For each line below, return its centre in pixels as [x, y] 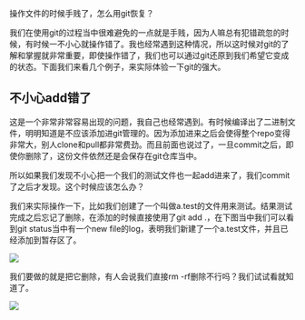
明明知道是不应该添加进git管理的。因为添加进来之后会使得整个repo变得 [157, 133]
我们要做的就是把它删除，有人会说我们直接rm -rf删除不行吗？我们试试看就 [148, 276]
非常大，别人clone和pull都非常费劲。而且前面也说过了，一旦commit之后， [148, 145]
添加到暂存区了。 [49, 240]
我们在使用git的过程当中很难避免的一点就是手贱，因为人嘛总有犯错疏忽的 [145, 33]
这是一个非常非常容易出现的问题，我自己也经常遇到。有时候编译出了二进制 [148, 122]
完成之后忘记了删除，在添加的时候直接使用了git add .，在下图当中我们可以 [148, 217]
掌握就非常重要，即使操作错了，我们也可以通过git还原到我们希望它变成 [157, 55]
